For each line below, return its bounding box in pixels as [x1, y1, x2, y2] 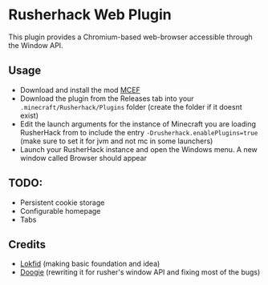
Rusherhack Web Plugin [8, 6, 172, 24]
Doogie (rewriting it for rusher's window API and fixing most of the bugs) [19, 267, 261, 277]
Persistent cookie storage [19, 198, 105, 207]
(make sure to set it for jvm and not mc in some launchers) [19, 136, 213, 146]
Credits [8, 238, 47, 251]
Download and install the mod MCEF [19, 85, 140, 94]
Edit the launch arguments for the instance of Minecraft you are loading [19, 118, 257, 129]
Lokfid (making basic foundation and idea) [19, 259, 160, 269]
